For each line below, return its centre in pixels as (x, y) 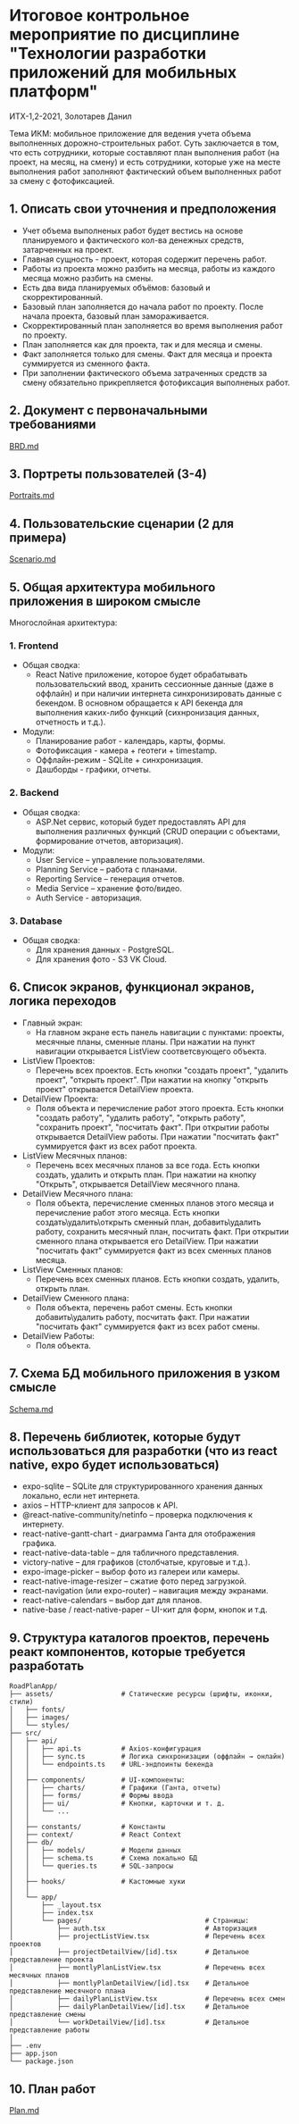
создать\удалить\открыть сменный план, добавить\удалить (148, 1222)
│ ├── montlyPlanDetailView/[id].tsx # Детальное (129, 1984)
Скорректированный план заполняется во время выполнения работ (152, 325)
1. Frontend (34, 646)
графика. (39, 1543)
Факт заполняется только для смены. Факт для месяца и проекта (147, 354)
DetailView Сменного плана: (75, 1298)
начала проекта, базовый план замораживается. (116, 316)
